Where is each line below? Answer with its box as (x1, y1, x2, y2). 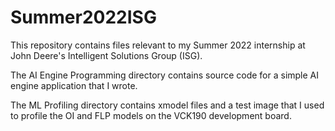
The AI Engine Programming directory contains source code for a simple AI (10, 69, 320, 81)
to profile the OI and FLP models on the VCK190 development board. (10, 109, 292, 121)
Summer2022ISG (10, 6, 157, 29)
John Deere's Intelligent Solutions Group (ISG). (10, 49, 203, 61)
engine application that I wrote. (10, 79, 138, 91)
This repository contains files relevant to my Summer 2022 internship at (10, 39, 306, 51)
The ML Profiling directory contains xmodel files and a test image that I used (10, 99, 325, 111)
